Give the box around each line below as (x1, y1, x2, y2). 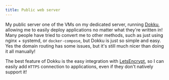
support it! (5, 69, 27, 75)
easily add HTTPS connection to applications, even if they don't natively (5, 63, 154, 69)
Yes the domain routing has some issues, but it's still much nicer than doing (5, 43, 164, 49)
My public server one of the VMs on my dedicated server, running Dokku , (5, 21, 160, 27)
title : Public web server (5, 7, 60, 13)
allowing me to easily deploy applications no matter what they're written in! (5, 26, 163, 33)
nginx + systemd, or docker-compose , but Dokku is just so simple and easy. (5, 37, 161, 44)
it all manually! (5, 48, 36, 54)
